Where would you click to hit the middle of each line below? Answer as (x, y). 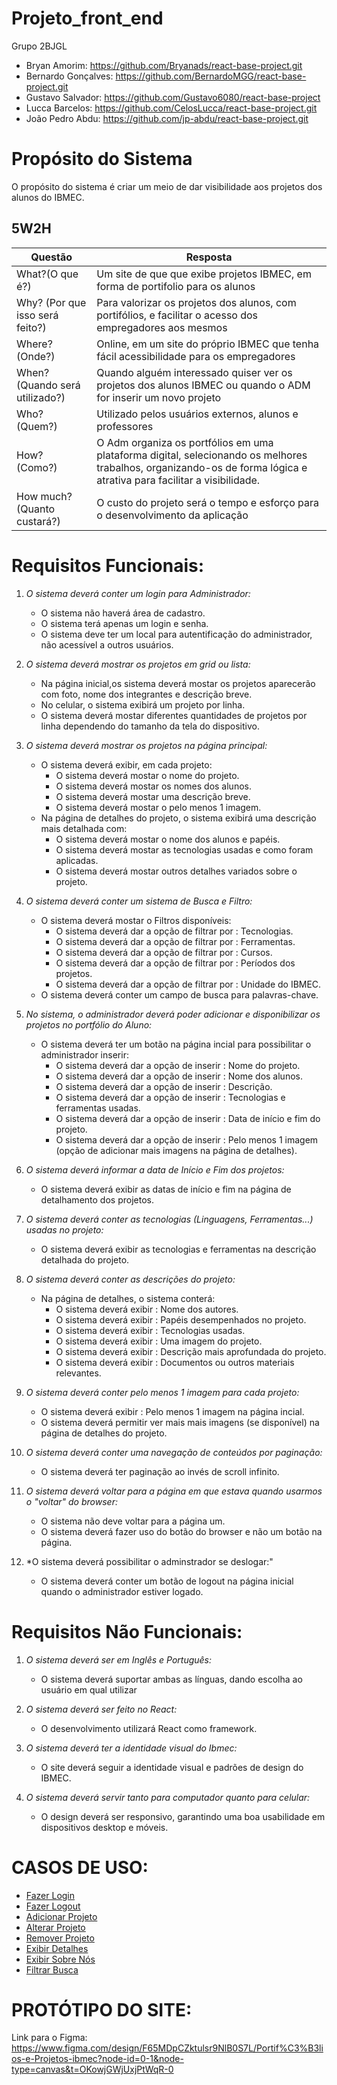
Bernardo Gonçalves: (69, 76)
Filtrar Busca (52, 1969)
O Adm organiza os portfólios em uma (185, 442)
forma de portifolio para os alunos (176, 286)
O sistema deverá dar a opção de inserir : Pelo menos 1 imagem (187, 1139)
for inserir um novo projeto (159, 397)
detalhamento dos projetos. (97, 1199)
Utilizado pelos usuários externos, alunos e (197, 414)
